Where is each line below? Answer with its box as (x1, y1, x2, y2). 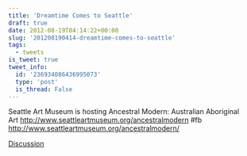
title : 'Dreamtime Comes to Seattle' (8, 11, 133, 20)
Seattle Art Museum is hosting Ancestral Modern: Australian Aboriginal (8, 107, 240, 116)
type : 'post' (15, 78, 59, 86)
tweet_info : (8, 63, 48, 71)
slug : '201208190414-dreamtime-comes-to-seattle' (8, 33, 176, 42)
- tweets (15, 48, 44, 56)
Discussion (8, 139, 44, 149)
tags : (8, 41, 26, 49)
